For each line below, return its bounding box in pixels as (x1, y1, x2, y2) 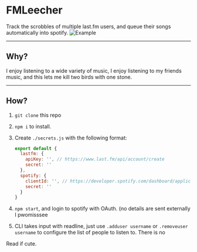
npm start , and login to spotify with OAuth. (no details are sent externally (14, 205, 191, 212)
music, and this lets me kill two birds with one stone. (6, 73, 133, 80)
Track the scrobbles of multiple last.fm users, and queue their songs (6, 23, 171, 30)
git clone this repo (14, 111, 62, 118)
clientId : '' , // (25, 178, 68, 184)
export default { (14, 145, 57, 151)
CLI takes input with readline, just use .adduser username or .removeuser (14, 223, 188, 230)
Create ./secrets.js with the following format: (14, 134, 127, 141)
